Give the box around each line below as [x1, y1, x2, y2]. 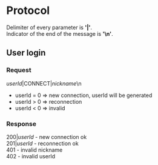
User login [6, 48, 46, 58]
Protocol [6, 4, 50, 18]
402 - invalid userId [6, 152, 56, 160]
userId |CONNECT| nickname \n [6, 79, 82, 87]
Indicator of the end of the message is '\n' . [6, 30, 113, 37]
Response [6, 120, 36, 128]
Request [6, 66, 31, 75]
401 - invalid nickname [6, 146, 63, 153]
